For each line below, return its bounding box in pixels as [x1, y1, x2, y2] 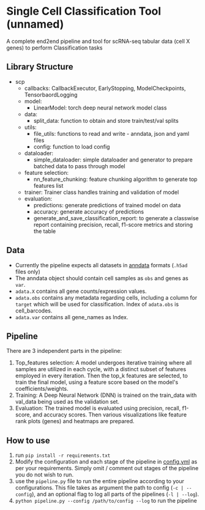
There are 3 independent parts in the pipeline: [6, 347, 122, 355]
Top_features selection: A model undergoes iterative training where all [15, 359, 192, 366]
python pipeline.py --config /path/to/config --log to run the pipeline [15, 497, 197, 504]
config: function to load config [33, 142, 110, 150]
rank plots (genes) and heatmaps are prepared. [15, 418, 135, 425]
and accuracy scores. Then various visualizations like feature [32, 411, 187, 418]
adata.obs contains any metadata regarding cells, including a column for [15, 294, 198, 301]
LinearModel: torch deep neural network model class [33, 104, 167, 111]
